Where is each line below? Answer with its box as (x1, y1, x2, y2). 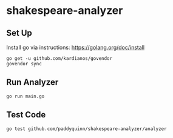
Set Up (6, 28, 32, 38)
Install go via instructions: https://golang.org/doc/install (6, 44, 144, 51)
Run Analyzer (6, 77, 59, 88)
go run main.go (6, 93, 45, 99)
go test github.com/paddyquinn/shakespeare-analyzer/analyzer (6, 125, 167, 132)
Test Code (6, 110, 46, 120)
